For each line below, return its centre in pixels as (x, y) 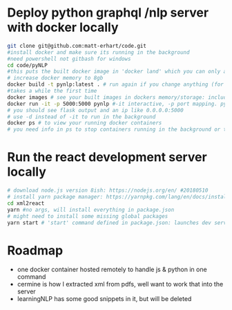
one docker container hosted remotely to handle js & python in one (112, 270)
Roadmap (35, 250)
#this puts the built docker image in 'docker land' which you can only (114, 72)
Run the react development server (107, 157)
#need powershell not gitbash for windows (69, 59)
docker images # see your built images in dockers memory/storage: (106, 97)
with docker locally (63, 27)
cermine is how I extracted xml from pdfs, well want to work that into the (120, 284)
